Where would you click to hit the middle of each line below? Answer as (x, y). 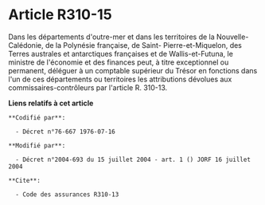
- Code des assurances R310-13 (67, 194)
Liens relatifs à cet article (51, 103)
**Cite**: (25, 180)
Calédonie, (26, 45)
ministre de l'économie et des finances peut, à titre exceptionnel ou (119, 62)
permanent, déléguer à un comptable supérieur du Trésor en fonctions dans (133, 70)
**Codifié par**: (37, 117)
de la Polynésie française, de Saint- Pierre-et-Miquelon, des (144, 45)
